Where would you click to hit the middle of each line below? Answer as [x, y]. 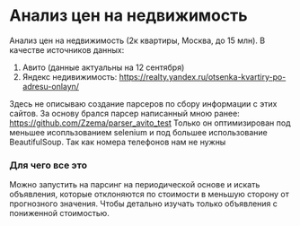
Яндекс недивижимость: [70, 76]
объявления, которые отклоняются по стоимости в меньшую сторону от [149, 195]
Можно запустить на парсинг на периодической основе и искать [135, 185]
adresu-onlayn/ [50, 86]
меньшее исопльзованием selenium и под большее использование [138, 132]
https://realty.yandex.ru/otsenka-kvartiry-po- [203, 76]
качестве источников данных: [67, 49]
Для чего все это [49, 165]
